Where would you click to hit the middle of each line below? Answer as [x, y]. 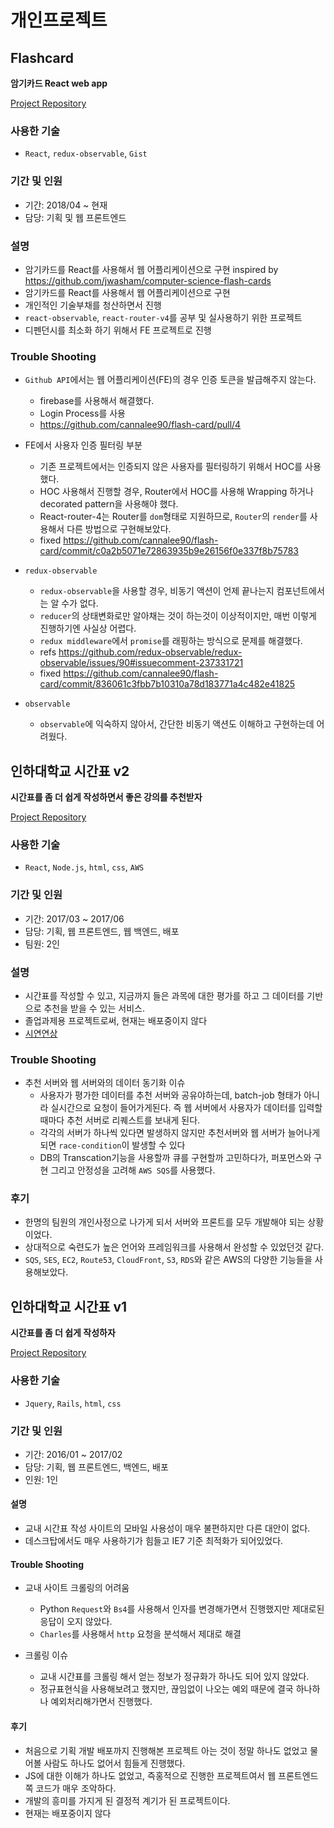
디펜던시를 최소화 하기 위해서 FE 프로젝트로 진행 [118, 330]
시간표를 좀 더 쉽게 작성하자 [63, 1333]
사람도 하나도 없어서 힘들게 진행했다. [114, 1763]
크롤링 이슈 [46, 1655]
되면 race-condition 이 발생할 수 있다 [112, 1145]
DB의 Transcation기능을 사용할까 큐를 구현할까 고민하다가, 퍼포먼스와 [175, 1158]
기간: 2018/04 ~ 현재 [66, 205]
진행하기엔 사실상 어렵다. [88, 628]
